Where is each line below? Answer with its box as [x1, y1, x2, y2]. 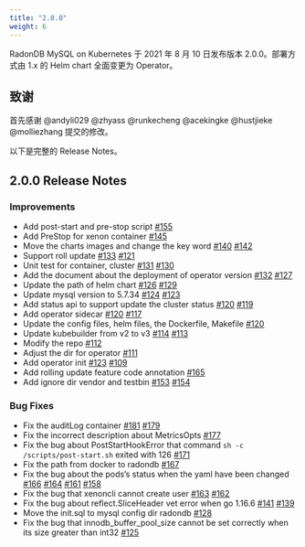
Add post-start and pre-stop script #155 [22, 221, 174, 231]
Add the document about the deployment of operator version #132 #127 [22, 270, 293, 280]
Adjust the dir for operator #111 [22, 348, 139, 358]
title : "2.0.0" [9, 13, 68, 23]
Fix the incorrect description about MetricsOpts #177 [22, 430, 222, 441]
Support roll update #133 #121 [22, 251, 135, 261]
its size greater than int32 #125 [22, 527, 140, 538]
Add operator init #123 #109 [22, 358, 128, 368]
